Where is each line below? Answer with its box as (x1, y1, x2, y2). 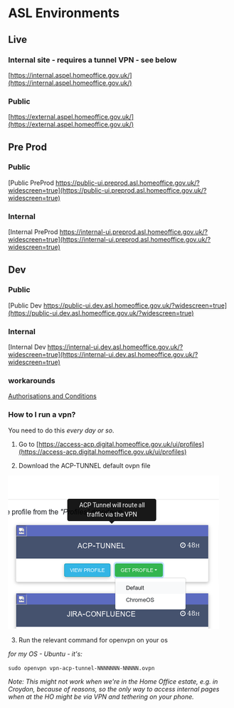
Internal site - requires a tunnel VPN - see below (8, 55, 177, 65)
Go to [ (18, 440, 39, 448)
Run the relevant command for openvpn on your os (18, 635, 168, 644)
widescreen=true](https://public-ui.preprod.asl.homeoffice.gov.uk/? (8, 186, 207, 194)
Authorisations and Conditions (8, 392, 97, 400)
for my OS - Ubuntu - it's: (8, 649, 83, 658)
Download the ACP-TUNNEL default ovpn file (18, 461, 151, 470)
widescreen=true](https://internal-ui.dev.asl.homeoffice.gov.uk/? (8, 350, 198, 359)
